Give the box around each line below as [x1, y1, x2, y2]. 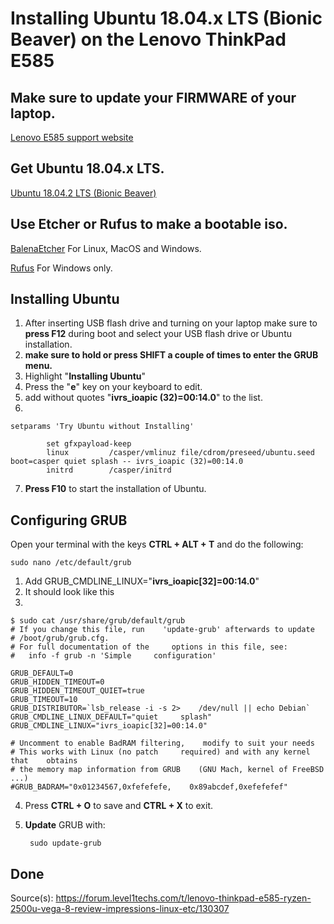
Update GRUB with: [24, 819, 106, 831]
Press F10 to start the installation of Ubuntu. [24, 483, 207, 495]
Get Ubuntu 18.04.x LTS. [10, 160, 165, 177]
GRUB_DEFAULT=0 [10, 668, 74, 679]
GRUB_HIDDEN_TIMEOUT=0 [10, 677, 105, 687]
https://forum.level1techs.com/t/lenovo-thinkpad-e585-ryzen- [55, 892, 312, 904]
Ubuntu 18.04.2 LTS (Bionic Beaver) [10, 187, 157, 199]
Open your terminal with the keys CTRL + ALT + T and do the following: [10, 538, 304, 551]
